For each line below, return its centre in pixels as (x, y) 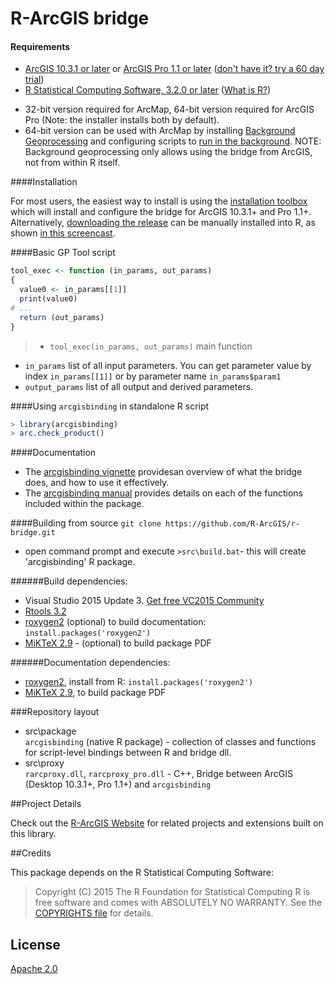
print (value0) (48, 299)
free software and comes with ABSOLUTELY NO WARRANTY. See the (178, 903)
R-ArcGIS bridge (80, 18)
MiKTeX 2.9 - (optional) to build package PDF (118, 643)
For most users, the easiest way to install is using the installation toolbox (159, 201)
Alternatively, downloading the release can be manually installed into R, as (163, 223)
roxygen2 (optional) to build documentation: (115, 622)
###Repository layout (55, 712)
